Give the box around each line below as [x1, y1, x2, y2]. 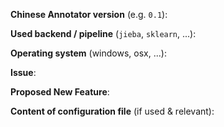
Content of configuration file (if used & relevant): [10, 105, 215, 117]
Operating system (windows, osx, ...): [10, 47, 167, 59]
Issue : [10, 67, 37, 78]
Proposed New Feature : [10, 86, 110, 98]
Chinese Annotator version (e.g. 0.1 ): [10, 9, 168, 20]
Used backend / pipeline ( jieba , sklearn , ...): [10, 28, 197, 39]
